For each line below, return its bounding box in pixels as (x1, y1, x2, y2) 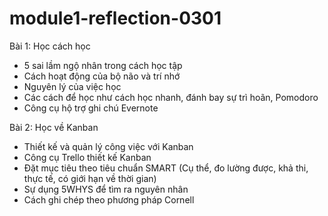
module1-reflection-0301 (9, 7, 222, 30)
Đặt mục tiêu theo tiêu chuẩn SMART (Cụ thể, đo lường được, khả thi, (23, 162, 309, 174)
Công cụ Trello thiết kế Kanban (23, 151, 152, 163)
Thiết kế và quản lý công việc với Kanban (23, 140, 194, 152)
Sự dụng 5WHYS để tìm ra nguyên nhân (23, 183, 189, 195)
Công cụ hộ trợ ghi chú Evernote (23, 102, 159, 114)
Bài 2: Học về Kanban (9, 121, 99, 133)
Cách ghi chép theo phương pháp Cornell (23, 193, 195, 206)
